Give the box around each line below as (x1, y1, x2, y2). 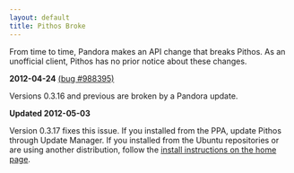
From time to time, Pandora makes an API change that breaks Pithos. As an (9, 46, 286, 56)
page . (9, 153, 31, 164)
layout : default (9, 13, 70, 22)
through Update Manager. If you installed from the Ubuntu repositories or (9, 134, 280, 145)
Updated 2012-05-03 (9, 108, 91, 118)
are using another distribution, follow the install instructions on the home (9, 144, 277, 155)
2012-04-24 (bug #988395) (9, 73, 115, 83)
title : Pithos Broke (9, 22, 87, 30)
